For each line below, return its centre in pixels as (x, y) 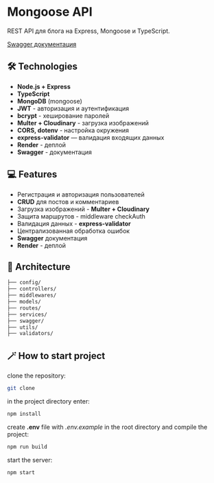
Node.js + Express (44, 86)
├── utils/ (23, 327)
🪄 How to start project (56, 356)
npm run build (27, 447)
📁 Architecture (39, 267)
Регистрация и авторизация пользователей (81, 194)
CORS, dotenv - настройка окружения (73, 130)
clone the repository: (37, 376)
